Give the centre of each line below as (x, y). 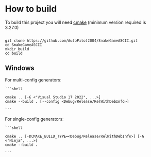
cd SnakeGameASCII (24, 45)
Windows (20, 68)
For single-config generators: (34, 119)
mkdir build (17, 49)
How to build (31, 9)
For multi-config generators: (33, 80)
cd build (14, 53)
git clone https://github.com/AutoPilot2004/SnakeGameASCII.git (71, 40)
